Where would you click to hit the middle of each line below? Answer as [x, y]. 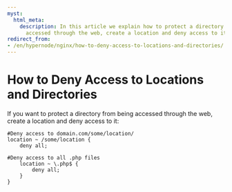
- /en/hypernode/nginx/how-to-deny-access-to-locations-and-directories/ [116, 46]
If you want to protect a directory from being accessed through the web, [110, 113]
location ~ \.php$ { [49, 164]
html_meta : [29, 20]
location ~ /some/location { [49, 140]
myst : [15, 13]
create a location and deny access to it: [63, 121]
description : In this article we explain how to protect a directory [122, 26]
